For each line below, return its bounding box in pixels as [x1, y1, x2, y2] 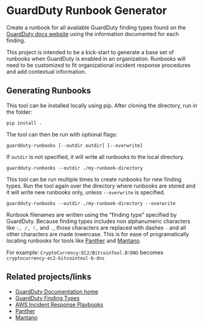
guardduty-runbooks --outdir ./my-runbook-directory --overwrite [6, 200, 176, 206]
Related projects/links [6, 272, 91, 282]
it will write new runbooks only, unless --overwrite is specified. [6, 188, 166, 195]
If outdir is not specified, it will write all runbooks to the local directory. [6, 153, 185, 160]
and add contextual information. [6, 68, 87, 75]
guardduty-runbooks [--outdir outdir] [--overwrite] [6, 142, 143, 149]
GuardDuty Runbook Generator [6, 4, 167, 18]
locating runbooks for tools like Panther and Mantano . [6, 237, 141, 244]
